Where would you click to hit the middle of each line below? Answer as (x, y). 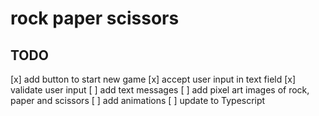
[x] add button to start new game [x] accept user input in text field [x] (153, 79)
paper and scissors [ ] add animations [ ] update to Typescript (138, 100)
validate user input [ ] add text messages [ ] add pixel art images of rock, (160, 90)
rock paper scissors (95, 18)
